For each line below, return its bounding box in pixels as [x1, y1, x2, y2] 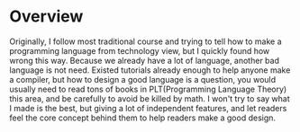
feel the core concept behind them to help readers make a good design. [9, 112, 277, 123]
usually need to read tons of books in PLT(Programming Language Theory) [9, 84, 287, 94]
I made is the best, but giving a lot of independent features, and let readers [9, 102, 287, 113]
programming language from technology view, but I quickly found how [9, 45, 270, 56]
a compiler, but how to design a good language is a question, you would [9, 74, 277, 84]
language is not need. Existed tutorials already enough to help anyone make [9, 65, 291, 75]
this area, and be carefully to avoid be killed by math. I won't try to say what [9, 92, 290, 104]
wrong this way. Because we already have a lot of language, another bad [9, 55, 279, 66]
